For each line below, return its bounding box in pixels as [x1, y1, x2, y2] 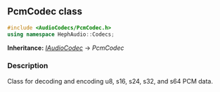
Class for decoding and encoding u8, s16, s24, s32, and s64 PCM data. [7, 77, 213, 85]
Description [7, 61, 48, 71]
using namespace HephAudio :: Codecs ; [7, 31, 115, 38]
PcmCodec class [7, 6, 83, 18]
